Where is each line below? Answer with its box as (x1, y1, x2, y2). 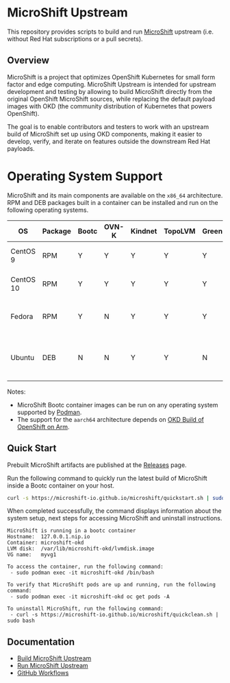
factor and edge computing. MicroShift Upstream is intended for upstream (7, 80, 217, 88)
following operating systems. (7, 206, 89, 214)
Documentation (7, 636, 75, 647)
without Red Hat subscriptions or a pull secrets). (7, 34, 143, 43)
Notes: (7, 387, 26, 396)
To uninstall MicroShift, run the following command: (7, 606, 164, 612)
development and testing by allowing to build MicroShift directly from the (7, 87, 212, 95)
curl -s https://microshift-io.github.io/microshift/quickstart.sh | (7, 494, 210, 501)
